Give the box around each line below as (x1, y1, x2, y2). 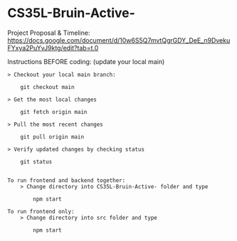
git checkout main (20, 83, 75, 90)
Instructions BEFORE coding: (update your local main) (7, 57, 165, 65)
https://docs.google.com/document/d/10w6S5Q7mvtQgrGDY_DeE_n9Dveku (7, 36, 231, 44)
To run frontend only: (7, 208, 75, 215)
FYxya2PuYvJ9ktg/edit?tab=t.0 (7, 43, 99, 52)
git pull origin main (20, 133, 84, 140)
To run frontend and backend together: (7, 176, 126, 184)
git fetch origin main (20, 108, 88, 115)
